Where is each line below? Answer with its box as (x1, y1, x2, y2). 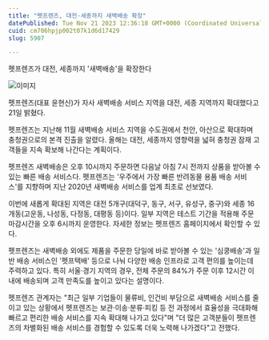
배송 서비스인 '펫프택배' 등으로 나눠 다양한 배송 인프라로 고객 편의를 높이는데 (16, 256, 254, 266)
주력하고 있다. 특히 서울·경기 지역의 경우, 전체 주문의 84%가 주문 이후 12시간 (8, 266, 247, 276)
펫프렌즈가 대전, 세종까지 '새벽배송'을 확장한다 (8, 64, 152, 74)
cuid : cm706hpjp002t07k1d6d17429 (8, 26, 120, 34)
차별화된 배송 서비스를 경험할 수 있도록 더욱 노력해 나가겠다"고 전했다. (22, 323, 240, 333)
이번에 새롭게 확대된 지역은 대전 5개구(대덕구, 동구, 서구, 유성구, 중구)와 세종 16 (8, 199, 255, 209)
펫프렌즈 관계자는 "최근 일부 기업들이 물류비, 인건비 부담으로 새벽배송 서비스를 (8, 293, 251, 302)
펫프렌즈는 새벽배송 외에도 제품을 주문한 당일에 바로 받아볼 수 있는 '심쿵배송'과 (8, 246, 252, 256)
